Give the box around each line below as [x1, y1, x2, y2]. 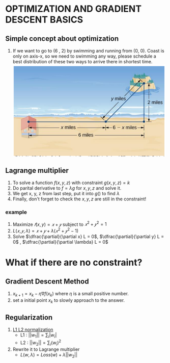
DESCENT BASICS [5, 14, 83, 25]
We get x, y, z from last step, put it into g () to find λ [12, 191, 120, 197]
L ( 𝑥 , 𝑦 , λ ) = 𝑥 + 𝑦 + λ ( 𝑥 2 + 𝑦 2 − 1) [12, 227, 79, 234]
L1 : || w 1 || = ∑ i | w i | [20, 332, 57, 340]
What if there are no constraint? [5, 257, 143, 268]
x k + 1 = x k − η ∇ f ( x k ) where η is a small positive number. [12, 291, 129, 298]
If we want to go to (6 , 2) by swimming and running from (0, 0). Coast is [12, 48, 164, 54]
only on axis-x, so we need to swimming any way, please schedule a [12, 53, 156, 59]
